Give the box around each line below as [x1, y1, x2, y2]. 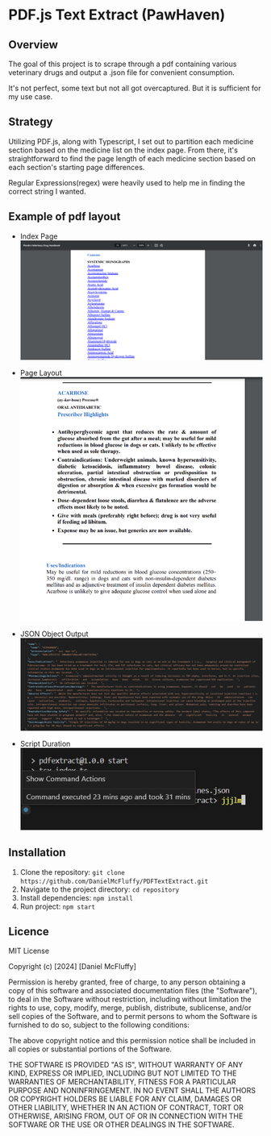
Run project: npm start [19, 901, 95, 911]
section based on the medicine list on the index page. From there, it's [8, 145, 238, 155]
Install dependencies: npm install [19, 893, 133, 902]
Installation [8, 846, 66, 859]
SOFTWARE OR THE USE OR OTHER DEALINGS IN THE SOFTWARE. [8, 1120, 235, 1130]
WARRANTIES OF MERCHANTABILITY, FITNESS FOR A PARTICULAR [8, 1077, 236, 1087]
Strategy [8, 115, 53, 129]
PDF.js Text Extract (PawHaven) [8, 6, 226, 24]
